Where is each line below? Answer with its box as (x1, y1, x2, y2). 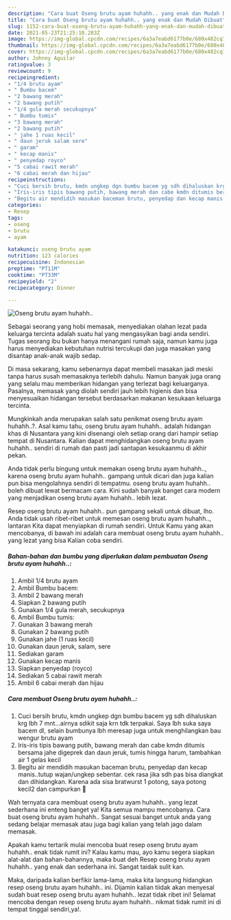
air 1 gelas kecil (17, 756, 61, 764)
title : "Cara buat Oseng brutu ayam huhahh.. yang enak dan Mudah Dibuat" (8, 16, 226, 23)
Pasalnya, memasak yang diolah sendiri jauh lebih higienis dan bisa (8, 387, 197, 395)
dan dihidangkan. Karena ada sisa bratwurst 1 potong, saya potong (17, 778, 206, 786)
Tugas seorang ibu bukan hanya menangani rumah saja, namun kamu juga (8, 337, 218, 346)
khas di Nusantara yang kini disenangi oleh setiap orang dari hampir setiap (8, 429, 219, 438)
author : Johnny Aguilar (8, 55, 76, 62)
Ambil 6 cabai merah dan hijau (17, 679, 104, 687)
